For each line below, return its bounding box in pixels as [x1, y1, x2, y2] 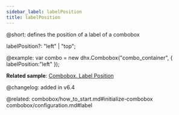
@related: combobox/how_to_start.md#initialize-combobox [6, 95, 153, 102]
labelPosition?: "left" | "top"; [6, 43, 77, 50]
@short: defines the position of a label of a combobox [6, 31, 140, 38]
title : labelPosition [6, 14, 61, 20]
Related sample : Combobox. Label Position [6, 72, 115, 79]
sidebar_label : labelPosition [6, 8, 83, 15]
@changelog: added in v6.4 [6, 83, 75, 90]
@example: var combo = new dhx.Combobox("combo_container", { [6, 54, 173, 61]
